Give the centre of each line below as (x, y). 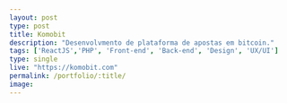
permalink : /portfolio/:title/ (68, 76)
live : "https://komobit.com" (64, 68)
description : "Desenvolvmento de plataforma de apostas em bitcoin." (142, 43)
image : (22, 84)
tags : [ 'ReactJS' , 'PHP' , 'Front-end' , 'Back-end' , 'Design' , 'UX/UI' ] (144, 51)
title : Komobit (38, 34)
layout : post (34, 17)
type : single (34, 59)
